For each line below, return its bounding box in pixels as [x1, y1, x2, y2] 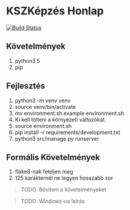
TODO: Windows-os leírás [20, 197, 85, 205]
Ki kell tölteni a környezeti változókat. [14, 115, 106, 123]
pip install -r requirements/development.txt [14, 129, 120, 136]
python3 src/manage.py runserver [14, 135, 100, 142]
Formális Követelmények [6, 152, 100, 162]
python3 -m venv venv [14, 97, 71, 104]
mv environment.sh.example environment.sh [14, 109, 124, 117]
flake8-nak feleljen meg [14, 168, 73, 175]
